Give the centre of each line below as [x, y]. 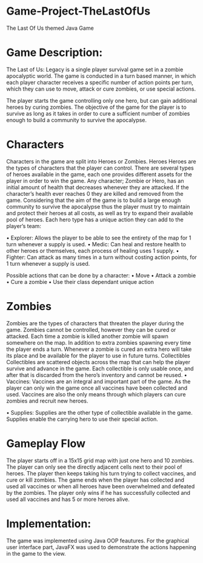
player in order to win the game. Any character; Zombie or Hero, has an [95, 181]
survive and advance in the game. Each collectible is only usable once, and [100, 368]
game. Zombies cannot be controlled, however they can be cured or [91, 330]
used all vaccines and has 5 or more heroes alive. [68, 499]
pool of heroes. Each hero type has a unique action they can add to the [95, 219]
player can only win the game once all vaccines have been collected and [97, 388]
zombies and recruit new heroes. [47, 401]
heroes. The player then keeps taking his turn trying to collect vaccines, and [101, 473]
